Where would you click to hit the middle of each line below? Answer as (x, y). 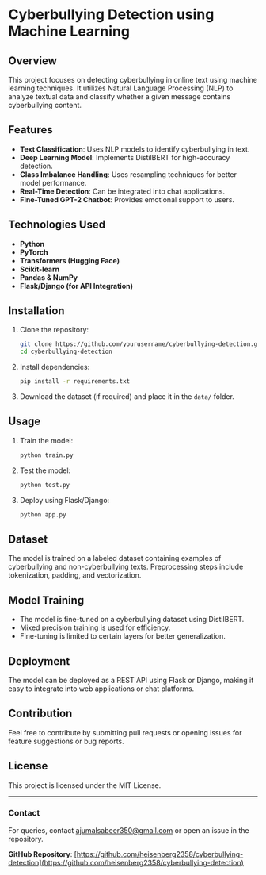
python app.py (43, 514)
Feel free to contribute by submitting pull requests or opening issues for (125, 732)
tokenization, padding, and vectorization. (75, 575)
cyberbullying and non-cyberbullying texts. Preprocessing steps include (126, 567)
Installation (36, 311)
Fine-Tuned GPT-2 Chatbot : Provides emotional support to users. (127, 199)
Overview (33, 61)
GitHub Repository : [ (43, 854)
